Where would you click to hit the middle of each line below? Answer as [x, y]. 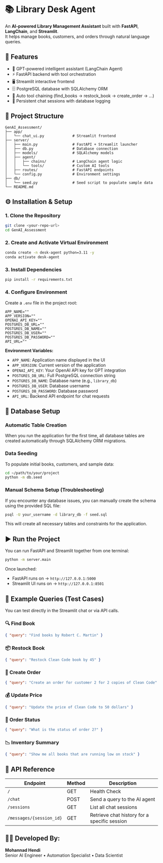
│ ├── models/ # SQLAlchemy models [59, 153]
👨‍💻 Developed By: [33, 838]
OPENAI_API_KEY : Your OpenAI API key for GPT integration [69, 370]
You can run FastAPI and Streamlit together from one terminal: [67, 551]
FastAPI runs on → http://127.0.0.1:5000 [54, 578]
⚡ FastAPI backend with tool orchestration [54, 74]
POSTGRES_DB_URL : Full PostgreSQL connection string [64, 375]
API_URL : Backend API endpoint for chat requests [61, 396]
